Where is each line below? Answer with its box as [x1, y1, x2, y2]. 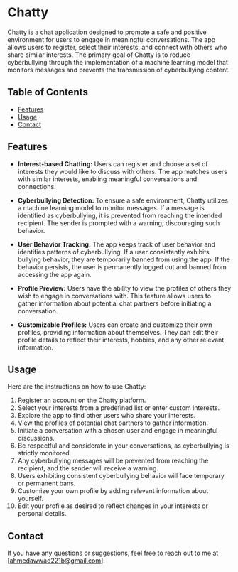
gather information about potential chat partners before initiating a [17, 299, 212, 308]
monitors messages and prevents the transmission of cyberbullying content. [7, 65, 230, 74]
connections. [17, 182, 56, 190]
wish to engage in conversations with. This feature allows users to [17, 291, 212, 300]
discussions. [17, 434, 55, 443]
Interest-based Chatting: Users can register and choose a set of [17, 159, 208, 168]
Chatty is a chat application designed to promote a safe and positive [7, 28, 207, 36]
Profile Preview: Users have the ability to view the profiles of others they [17, 284, 232, 292]
